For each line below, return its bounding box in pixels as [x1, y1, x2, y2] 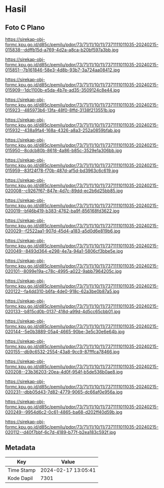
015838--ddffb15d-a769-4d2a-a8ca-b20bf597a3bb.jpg [5, 47, 119, 53]
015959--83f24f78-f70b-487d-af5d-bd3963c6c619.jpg [5, 167, 119, 173]
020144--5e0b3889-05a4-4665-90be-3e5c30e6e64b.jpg [5, 328, 125, 334]
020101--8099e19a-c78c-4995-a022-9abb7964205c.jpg [5, 269, 122, 274]
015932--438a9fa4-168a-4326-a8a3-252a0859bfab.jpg [5, 127, 121, 133]
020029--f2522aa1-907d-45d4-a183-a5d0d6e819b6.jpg [5, 228, 121, 234]
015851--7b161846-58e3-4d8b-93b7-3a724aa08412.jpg [5, 67, 120, 73]
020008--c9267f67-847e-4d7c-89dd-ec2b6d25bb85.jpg [5, 188, 123, 194]
